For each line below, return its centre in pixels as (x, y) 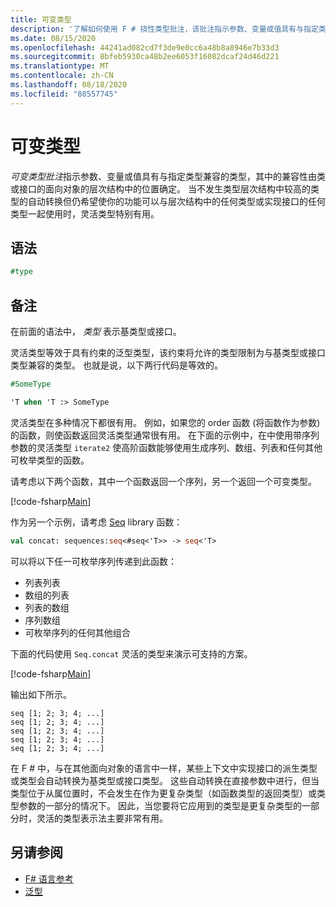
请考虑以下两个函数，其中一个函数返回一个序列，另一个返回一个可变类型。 (163, 481)
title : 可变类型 (41, 19)
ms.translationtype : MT (60, 66)
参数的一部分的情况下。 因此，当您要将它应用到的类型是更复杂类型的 (160, 805)
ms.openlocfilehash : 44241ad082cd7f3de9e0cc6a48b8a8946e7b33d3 (145, 47)
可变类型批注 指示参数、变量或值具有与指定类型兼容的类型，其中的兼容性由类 (168, 176)
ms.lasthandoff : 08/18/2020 (69, 85)
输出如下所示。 (41, 694)
